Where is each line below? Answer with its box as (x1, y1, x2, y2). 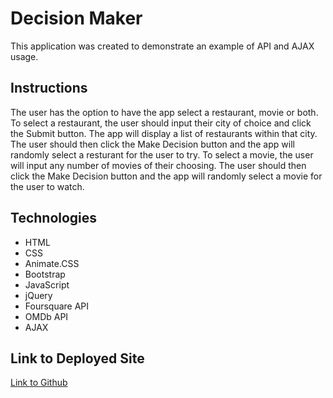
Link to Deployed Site (10, 350, 145, 367)
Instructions (10, 80, 88, 97)
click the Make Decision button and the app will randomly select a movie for (10, 170, 323, 182)
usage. (10, 50, 39, 62)
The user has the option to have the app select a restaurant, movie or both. (10, 106, 319, 118)
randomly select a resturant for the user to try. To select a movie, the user (10, 148, 314, 161)
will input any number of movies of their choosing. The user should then (10, 159, 307, 171)
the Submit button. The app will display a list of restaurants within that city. (10, 127, 318, 139)
